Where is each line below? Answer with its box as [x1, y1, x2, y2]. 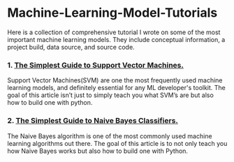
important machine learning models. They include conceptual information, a [7, 35, 226, 43]
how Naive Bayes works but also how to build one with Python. [7, 147, 189, 155]
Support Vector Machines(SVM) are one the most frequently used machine [7, 76, 223, 84]
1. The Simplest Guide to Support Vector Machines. [7, 60, 184, 70]
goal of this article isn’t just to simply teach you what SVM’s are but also [7, 91, 214, 99]
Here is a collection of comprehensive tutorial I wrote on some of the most [7, 28, 221, 36]
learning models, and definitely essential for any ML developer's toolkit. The [7, 84, 226, 92]
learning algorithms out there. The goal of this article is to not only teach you [7, 139, 228, 147]
